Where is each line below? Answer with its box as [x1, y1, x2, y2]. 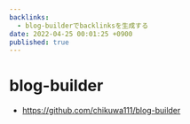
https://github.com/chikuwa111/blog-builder [21, 105, 181, 116]
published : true [9, 37, 69, 47]
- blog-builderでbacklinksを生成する [17, 21, 149, 30]
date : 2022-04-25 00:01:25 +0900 [9, 29, 133, 38]
